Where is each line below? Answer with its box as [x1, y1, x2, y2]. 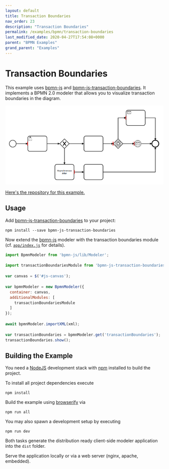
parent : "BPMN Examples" [5, 40, 57, 45]
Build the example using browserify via [5, 399, 86, 405]
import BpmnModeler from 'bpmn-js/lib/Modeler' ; [5, 252, 109, 257]
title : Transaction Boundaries [5, 13, 71, 19]
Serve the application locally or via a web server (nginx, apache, [5, 453, 138, 459]
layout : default [5, 8, 39, 13]
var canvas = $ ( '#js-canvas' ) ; [5, 274, 71, 279]
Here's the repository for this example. [5, 189, 85, 195]
